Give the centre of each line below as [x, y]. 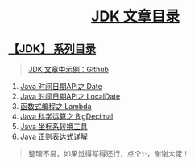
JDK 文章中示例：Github [68, 69]
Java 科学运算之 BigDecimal [66, 116]
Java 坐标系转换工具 [54, 126]
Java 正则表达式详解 [54, 136]
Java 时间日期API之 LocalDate [70, 96]
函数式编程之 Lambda [56, 106]
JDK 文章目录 [135, 16]
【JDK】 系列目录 [52, 49]
